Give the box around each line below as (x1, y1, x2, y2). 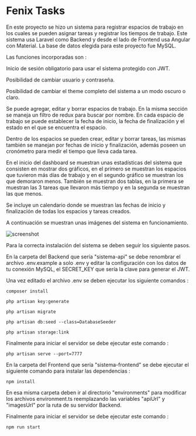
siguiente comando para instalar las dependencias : (6, 367, 130, 374)
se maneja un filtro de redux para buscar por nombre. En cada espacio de (6, 111, 184, 118)
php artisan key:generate (6, 298, 69, 304)
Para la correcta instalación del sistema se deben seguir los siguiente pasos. (6, 241, 191, 248)
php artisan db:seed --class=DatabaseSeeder (6, 319, 116, 325)
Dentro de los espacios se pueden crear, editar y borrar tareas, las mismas (6, 135, 186, 142)
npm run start (6, 424, 41, 430)
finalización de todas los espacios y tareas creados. (6, 207, 132, 214)
